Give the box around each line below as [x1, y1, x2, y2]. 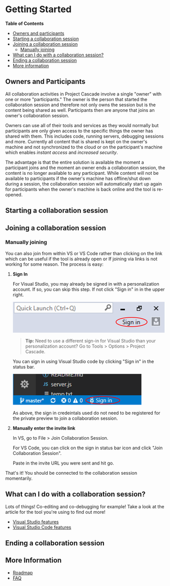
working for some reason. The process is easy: [5, 261, 104, 267]
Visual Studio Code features [12, 524, 72, 530]
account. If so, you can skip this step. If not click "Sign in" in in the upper [12, 286, 165, 292]
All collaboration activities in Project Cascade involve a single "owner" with [5, 90, 162, 97]
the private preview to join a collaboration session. [12, 415, 118, 421]
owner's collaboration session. [5, 112, 70, 118]
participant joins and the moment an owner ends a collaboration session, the [5, 164, 165, 171]
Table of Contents [5, 20, 44, 26]
